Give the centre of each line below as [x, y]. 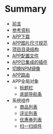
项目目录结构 [25, 49]
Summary [25, 9]
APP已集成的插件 [30, 62]
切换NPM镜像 [26, 68]
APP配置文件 [25, 55]
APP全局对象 [25, 81]
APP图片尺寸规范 [30, 43]
